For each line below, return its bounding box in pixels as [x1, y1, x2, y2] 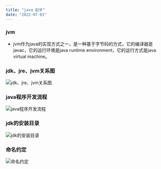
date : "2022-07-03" [6, 12, 47, 17]
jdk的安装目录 [6, 120, 40, 127]
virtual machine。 [13, 53, 50, 60]
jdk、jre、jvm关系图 [6, 67, 55, 74]
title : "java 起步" [6, 7, 45, 13]
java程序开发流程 [6, 94, 47, 101]
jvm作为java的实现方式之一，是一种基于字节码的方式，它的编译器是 [13, 41, 153, 47]
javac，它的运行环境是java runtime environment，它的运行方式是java [13, 47, 156, 53]
